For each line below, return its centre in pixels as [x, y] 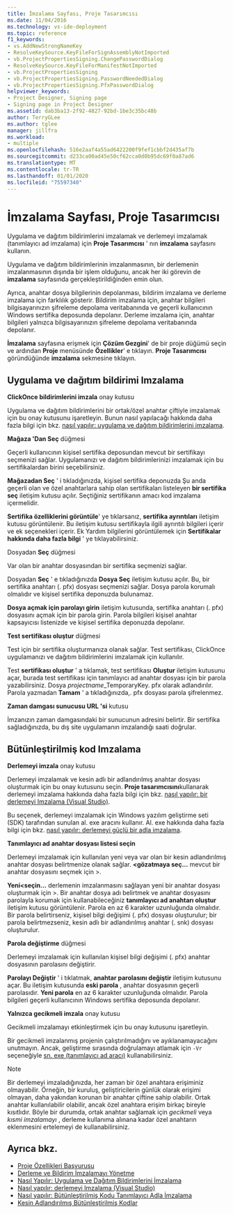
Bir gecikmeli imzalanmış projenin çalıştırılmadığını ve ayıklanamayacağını [112, 1040]
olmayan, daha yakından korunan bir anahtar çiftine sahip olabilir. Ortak [109, 1097]
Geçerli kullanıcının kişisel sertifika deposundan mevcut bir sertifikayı [106, 452]
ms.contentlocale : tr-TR [43, 169]
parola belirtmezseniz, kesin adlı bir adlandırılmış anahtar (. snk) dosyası [110, 922]
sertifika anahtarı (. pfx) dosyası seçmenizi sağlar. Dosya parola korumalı [111, 587]
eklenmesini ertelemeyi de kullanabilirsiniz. [69, 1127]
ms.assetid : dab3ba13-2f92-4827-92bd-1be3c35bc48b [82, 111]
